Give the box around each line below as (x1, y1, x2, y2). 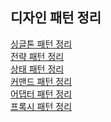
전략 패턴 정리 (10, 50, 65, 62)
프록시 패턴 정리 (10, 100, 73, 112)
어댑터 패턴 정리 (10, 88, 73, 100)
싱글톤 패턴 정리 (10, 38, 73, 50)
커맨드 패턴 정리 (10, 75, 73, 87)
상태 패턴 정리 (10, 63, 65, 75)
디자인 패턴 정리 (10, 9, 102, 27)
